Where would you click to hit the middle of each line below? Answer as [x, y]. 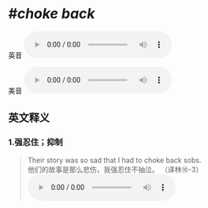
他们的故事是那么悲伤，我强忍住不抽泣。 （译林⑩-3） [115, 169]
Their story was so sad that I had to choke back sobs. [114, 160]
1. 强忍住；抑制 [35, 143]
